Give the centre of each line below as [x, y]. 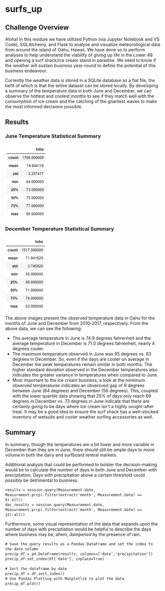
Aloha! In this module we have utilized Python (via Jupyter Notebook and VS [82, 39]
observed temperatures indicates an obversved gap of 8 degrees [78, 385]
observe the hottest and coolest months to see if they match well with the [80, 96]
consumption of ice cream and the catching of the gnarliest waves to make [81, 101]
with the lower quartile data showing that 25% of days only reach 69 [82, 396]
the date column [22, 549]
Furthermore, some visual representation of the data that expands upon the [82, 524]
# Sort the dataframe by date [36, 569]
